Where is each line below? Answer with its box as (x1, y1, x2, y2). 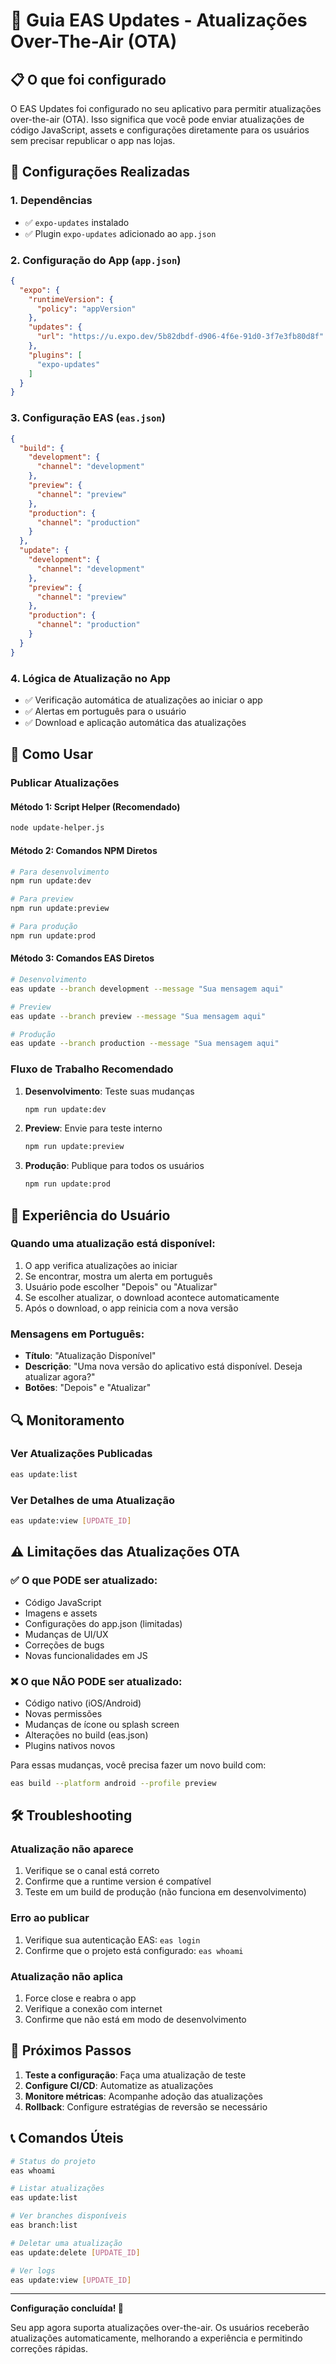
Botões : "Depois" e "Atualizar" (24, 1382, 152, 1394)
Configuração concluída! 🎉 (10, 2302, 125, 2314)
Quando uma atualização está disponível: (10, 1237, 216, 1251)
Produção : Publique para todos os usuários (24, 1160, 205, 1172)
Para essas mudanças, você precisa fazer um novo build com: (10, 1759, 267, 1771)
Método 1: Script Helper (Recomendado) (10, 800, 181, 813)
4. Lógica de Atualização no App (10, 671, 171, 685)
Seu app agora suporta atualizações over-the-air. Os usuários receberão (10, 2322, 310, 2334)
